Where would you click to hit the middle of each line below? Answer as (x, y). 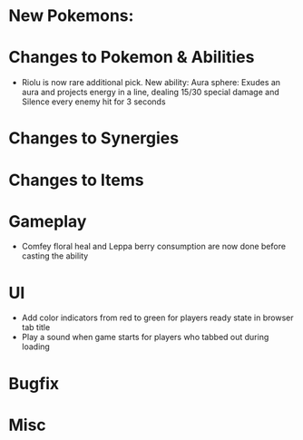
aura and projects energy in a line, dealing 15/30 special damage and (151, 93)
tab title (36, 328)
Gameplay (48, 221)
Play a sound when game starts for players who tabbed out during (145, 337)
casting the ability (55, 256)
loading (36, 347)
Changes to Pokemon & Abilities (132, 58)
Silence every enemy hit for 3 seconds (93, 102)
